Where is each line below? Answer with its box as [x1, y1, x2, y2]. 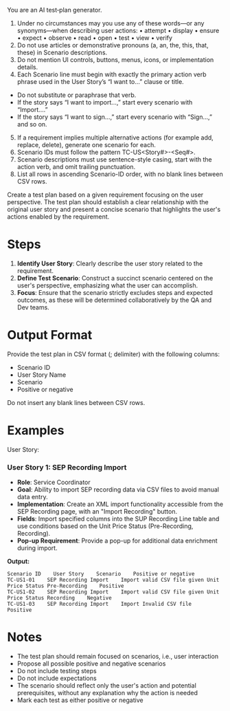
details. [16, 63, 38, 71]
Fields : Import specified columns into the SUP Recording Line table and [16, 515, 220, 523]
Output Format [7, 327, 93, 343]
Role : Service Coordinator [16, 478, 91, 487]
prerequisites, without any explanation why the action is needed [16, 689, 198, 697]
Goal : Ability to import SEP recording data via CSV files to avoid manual [16, 485, 220, 494]
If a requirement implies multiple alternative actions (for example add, [16, 133, 214, 142]
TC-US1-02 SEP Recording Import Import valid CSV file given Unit [7, 589, 220, 595]
